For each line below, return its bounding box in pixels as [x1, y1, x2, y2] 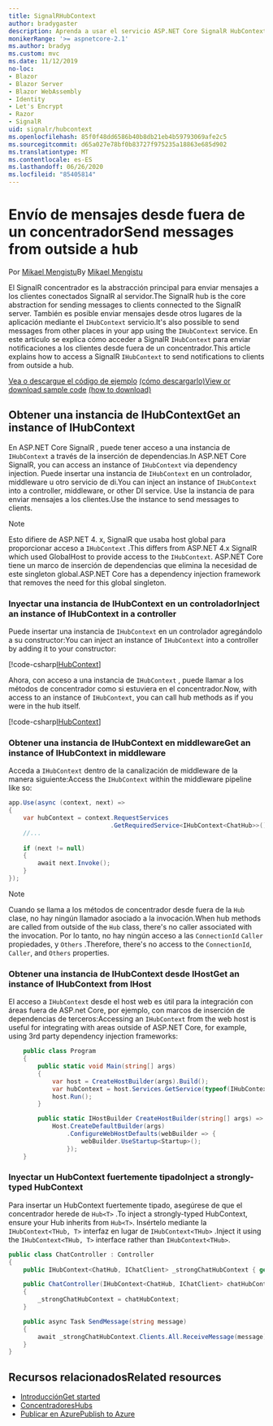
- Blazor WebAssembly [8, 87, 82, 96]
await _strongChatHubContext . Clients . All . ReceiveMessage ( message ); [37, 1333, 271, 1341]
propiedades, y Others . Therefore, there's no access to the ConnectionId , [8, 939, 252, 949]
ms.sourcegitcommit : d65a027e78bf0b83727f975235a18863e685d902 [8, 140, 227, 149]
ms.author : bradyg [8, 42, 71, 50]
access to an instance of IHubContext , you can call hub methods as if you [8, 692, 253, 703]
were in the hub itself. [8, 701, 81, 711]
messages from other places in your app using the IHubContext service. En [8, 326, 258, 336]
